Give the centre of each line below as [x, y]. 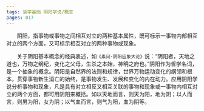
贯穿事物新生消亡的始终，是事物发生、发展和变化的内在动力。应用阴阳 [104, 79]
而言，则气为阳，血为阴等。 [115, 101]
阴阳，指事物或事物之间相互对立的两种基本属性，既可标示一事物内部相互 [107, 35]
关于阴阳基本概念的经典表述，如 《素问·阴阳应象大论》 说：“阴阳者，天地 [104, 56]
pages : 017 [20, 18]
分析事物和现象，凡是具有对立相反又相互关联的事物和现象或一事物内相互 [102, 86]
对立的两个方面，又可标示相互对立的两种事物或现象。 [73, 43]
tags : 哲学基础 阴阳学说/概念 [40, 12]
